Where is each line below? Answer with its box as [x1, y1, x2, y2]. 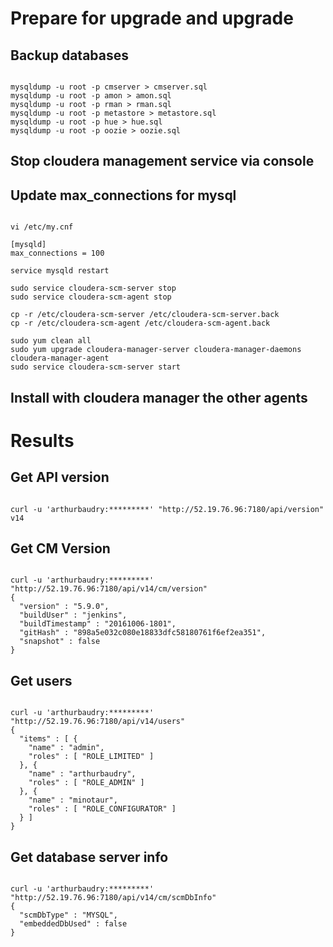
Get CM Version [10, 540, 111, 557]
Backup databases [10, 47, 129, 64]
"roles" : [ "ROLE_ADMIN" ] [28, 778, 145, 788]
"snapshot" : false [19, 637, 101, 647]
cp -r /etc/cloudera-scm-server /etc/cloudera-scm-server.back [10, 310, 280, 320]
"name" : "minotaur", [28, 795, 118, 806]
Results [10, 429, 75, 452]
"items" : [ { [19, 734, 78, 744]
